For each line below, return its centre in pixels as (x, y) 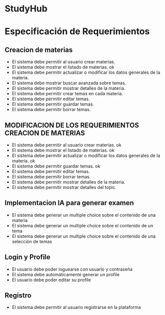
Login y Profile (28, 257)
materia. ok (23, 161)
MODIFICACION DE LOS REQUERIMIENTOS (72, 125)
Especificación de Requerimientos (77, 32)
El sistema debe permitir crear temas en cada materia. (67, 94)
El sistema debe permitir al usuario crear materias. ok (67, 145)
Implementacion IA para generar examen (69, 203)
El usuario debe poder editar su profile (51, 280)
